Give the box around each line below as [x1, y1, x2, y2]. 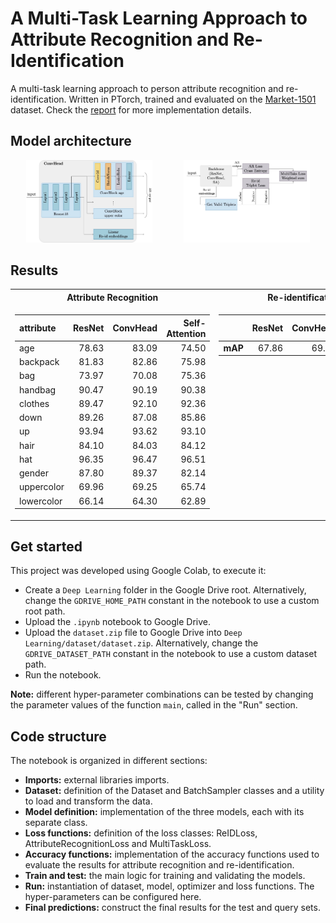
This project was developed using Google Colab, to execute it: [10, 565, 267, 577]
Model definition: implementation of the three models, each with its [24, 806, 305, 818]
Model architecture [10, 133, 132, 150]
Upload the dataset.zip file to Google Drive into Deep [24, 627, 243, 639]
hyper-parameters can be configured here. [24, 891, 202, 903]
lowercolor [19, 495, 63, 507]
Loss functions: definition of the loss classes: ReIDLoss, [24, 827, 258, 839]
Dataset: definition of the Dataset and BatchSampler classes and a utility [24, 785, 325, 797]
